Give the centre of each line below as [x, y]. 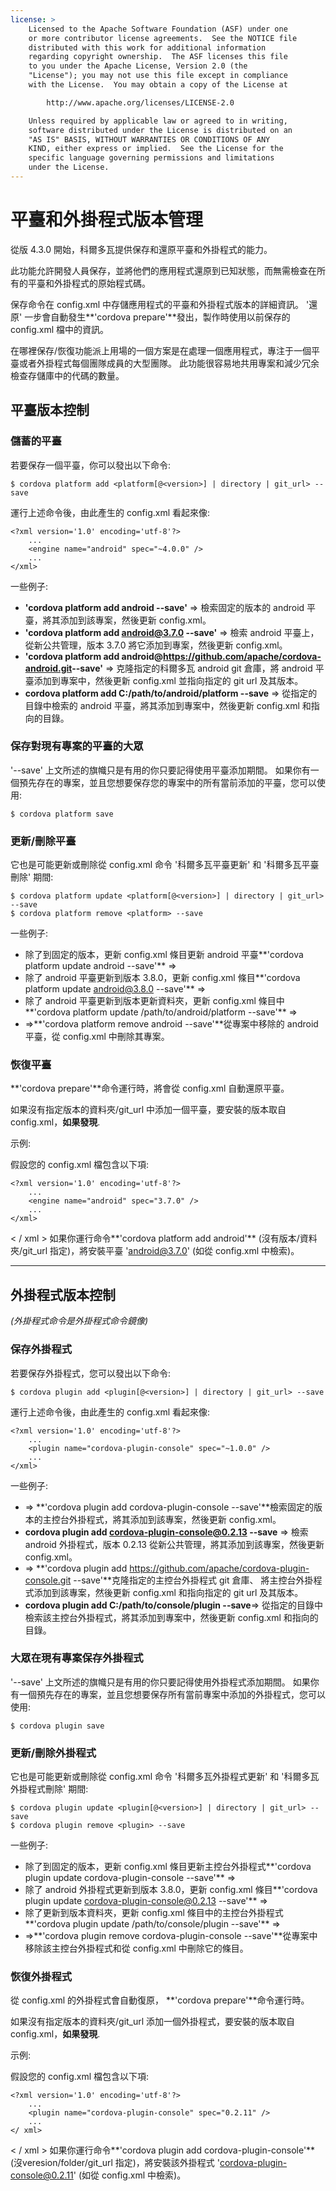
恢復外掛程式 [41, 1977]
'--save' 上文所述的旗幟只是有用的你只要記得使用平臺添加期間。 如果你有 [160, 770]
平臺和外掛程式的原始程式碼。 [89, 283]
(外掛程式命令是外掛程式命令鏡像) [79, 1321]
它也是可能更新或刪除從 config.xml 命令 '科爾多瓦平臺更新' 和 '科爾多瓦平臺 [165, 865]
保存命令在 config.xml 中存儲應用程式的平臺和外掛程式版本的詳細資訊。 [157, 304]
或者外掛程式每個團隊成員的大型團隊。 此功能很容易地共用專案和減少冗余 [169, 363]
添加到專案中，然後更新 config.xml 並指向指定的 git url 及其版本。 [168, 680]
